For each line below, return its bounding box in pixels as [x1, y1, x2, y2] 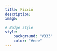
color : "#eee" [14, 38, 42, 44]
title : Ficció [5, 7, 34, 12]
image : [5, 16, 18, 21]
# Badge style [5, 25, 34, 30]
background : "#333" [14, 34, 53, 39]
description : [5, 12, 31, 17]
